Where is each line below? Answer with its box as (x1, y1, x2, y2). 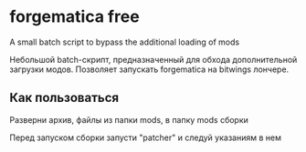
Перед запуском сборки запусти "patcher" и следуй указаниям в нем (9, 132, 281, 143)
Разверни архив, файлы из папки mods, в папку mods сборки (9, 114, 249, 125)
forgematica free (9, 6, 140, 27)
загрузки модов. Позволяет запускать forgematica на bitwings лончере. (9, 64, 290, 75)
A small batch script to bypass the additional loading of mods (9, 36, 240, 47)
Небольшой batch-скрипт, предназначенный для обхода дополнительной (9, 54, 298, 65)
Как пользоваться (9, 90, 120, 106)
